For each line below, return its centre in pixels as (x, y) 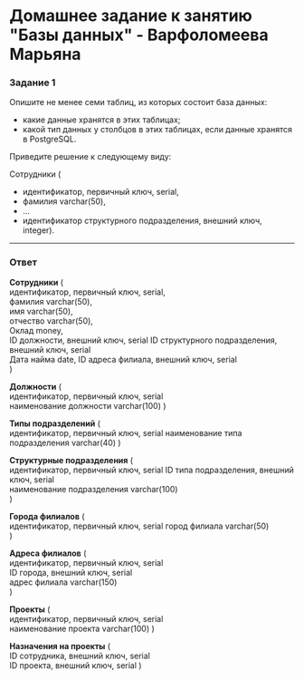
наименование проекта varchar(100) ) (82, 628)
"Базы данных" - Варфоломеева (139, 35)
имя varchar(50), (42, 311)
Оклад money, (36, 330)
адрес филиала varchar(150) (63, 582)
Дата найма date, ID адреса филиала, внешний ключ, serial (123, 359)
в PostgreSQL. (49, 139)
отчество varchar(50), (51, 321)
